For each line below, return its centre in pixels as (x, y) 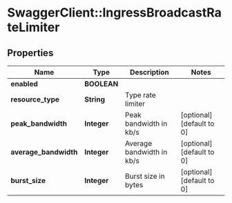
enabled (24, 84)
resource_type (35, 99)
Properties (30, 53)
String (95, 99)
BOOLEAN (101, 84)
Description (149, 72)
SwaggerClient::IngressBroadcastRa (115, 13)
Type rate (141, 95)
